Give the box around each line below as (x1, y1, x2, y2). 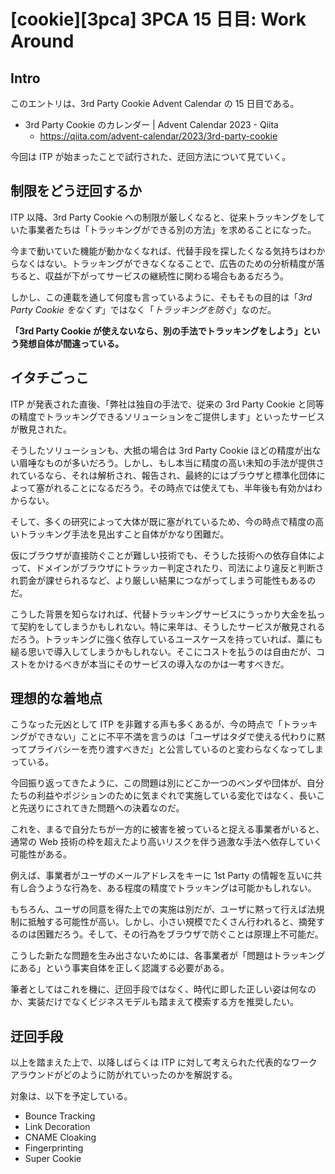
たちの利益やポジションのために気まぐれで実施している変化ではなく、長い (10, 790, 317, 802)
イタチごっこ (10, 370, 90, 387)
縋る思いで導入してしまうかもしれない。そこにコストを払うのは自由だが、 (10, 645, 317, 657)
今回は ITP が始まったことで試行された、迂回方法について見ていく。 (10, 151, 292, 162)
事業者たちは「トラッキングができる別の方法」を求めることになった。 (27, 223, 317, 235)
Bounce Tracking (24, 1110, 96, 1122)
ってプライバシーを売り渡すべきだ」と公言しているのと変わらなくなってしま (10, 743, 324, 755)
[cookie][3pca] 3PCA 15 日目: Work (10, 8, 307, 31)
